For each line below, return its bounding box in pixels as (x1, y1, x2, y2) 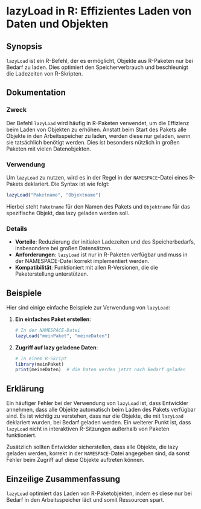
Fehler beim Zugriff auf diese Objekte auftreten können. (6, 456, 145, 464)
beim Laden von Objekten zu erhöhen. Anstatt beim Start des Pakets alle (6, 126, 187, 133)
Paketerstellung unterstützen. (14, 270, 89, 277)
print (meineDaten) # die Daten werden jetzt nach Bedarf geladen (14, 367, 186, 373)
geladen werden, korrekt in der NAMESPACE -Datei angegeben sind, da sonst (6, 450, 190, 457)
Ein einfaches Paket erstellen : (14, 316, 92, 323)
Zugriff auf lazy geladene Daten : (14, 343, 98, 351)
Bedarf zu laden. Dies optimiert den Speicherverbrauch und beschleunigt (6, 63, 188, 71)
